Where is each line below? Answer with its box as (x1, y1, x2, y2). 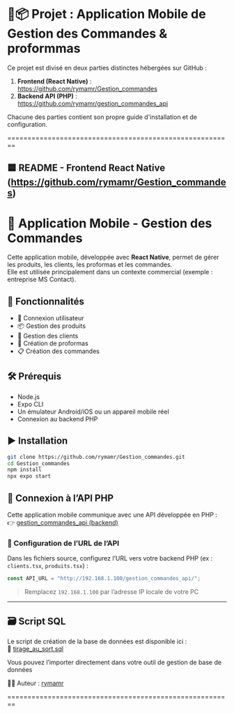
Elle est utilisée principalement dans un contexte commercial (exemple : (7, 268, 213, 276)
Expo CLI (17, 400, 44, 408)
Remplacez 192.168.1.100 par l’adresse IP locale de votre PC (24, 588, 199, 596)
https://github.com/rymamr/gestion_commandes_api (17, 99, 169, 107)
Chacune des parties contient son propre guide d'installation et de (7, 113, 197, 121)
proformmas (7, 40, 81, 56)
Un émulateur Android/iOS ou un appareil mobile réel (17, 407, 169, 416)
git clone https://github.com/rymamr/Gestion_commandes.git (7, 453, 186, 460)
